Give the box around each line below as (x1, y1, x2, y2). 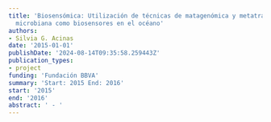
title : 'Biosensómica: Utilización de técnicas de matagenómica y (8, 11, 236, 20)
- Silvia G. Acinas (8, 34, 74, 43)
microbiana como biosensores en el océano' (15, 19, 164, 27)
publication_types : (8, 57, 74, 65)
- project (8, 64, 42, 72)
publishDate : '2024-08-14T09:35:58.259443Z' (8, 49, 161, 57)
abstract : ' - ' (8, 101, 63, 109)
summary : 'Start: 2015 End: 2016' (8, 79, 125, 87)
